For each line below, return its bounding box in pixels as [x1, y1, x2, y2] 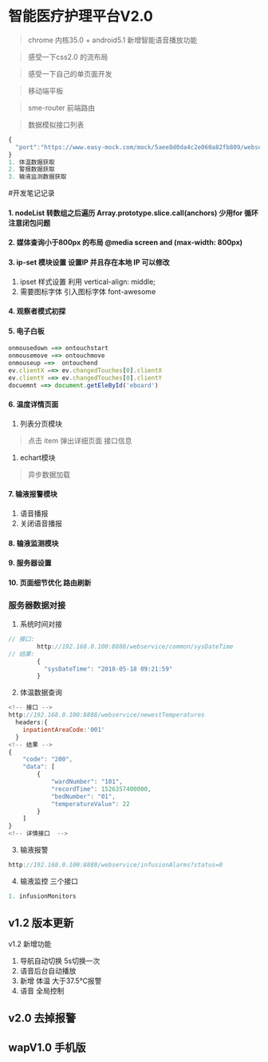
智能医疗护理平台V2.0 [8, 7, 153, 26]
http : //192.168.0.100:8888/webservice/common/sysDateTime [37, 643, 234, 651]
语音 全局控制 [19, 985, 65, 995]
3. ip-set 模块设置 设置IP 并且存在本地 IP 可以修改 [8, 257, 170, 267]
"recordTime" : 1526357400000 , [50, 785, 152, 793]
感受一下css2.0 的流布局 [27, 52, 108, 61]
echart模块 [19, 452, 56, 462]
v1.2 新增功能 [8, 938, 52, 949]
